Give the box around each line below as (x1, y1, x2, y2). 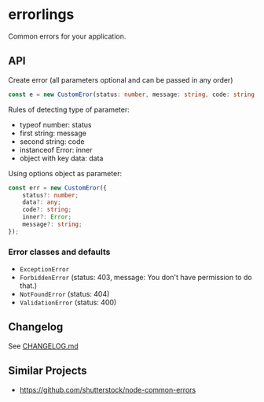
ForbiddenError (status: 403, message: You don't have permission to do (19, 273, 253, 282)
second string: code (19, 136, 85, 146)
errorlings (8, 6, 75, 24)
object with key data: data (19, 153, 104, 163)
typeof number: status (19, 120, 92, 129)
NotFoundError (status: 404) (19, 290, 110, 299)
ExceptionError (19, 266, 70, 274)
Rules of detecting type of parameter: (8, 105, 130, 114)
